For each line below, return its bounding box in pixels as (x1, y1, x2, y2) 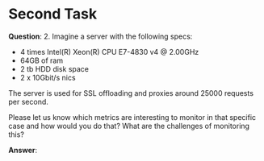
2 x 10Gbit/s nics (19, 72, 76, 82)
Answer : (8, 145, 38, 155)
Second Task (8, 5, 98, 23)
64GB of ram (19, 56, 63, 65)
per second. (8, 97, 48, 106)
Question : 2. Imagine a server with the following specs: (8, 31, 193, 41)
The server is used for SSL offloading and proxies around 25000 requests (8, 88, 254, 97)
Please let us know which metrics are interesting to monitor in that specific (8, 112, 257, 122)
